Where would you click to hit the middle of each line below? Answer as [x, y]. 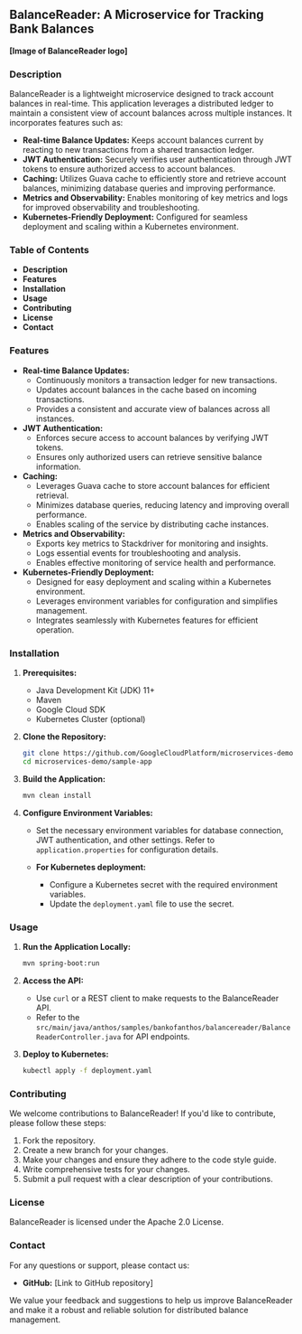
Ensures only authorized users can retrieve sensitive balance [149, 456]
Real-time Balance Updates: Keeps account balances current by [143, 140]
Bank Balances [52, 29]
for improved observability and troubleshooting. [111, 208]
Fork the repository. [59, 1140]
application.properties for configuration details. [127, 850]
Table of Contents [50, 250]
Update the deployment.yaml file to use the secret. [142, 904]
